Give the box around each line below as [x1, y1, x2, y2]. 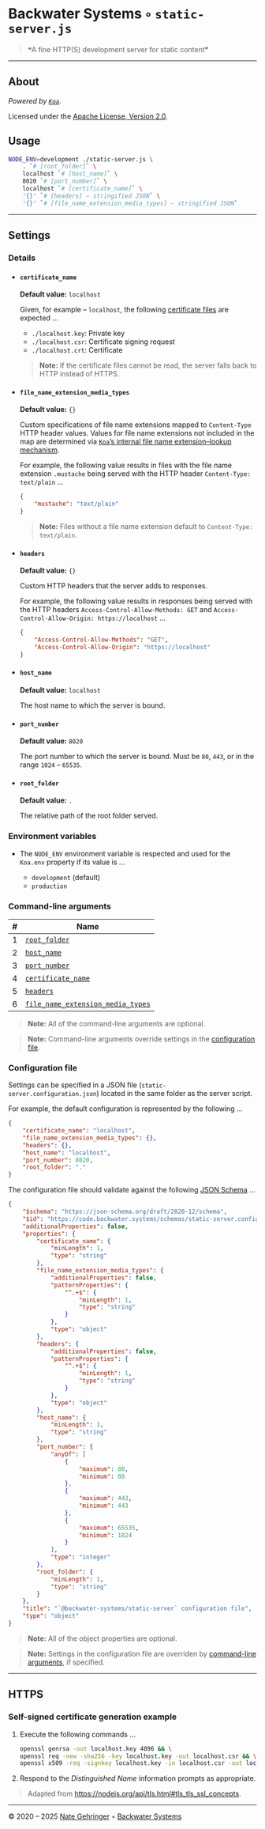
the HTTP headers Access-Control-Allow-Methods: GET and [19, 605, 212, 614]
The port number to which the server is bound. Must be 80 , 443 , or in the [19, 752, 255, 761]
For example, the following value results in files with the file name [19, 460, 233, 470]
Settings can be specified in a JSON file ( [8, 1080, 142, 1090]
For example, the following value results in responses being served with [19, 596, 253, 606]
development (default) [31, 872, 101, 882]
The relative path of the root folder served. [19, 811, 159, 821]
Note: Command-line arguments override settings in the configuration [27, 1034, 256, 1044]
